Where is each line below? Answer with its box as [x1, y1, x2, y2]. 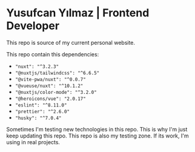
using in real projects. [6, 138, 61, 145]
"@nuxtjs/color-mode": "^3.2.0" [15, 89, 97, 95]
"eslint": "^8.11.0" [15, 102, 67, 108]
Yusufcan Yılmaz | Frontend [6, 6, 150, 20]
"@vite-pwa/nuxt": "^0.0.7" [15, 76, 86, 82]
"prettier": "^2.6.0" [15, 108, 70, 114]
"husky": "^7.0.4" [15, 115, 62, 121]
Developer [6, 19, 59, 33]
